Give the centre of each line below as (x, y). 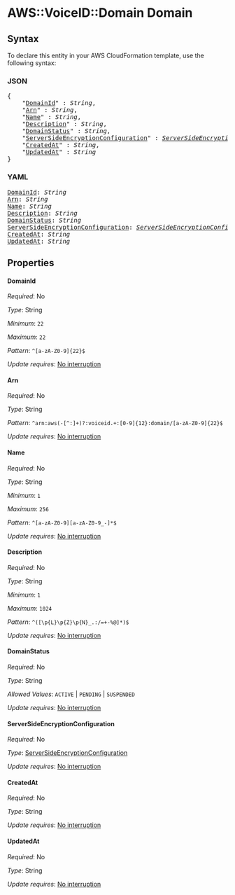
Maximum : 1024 (30, 608)
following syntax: (32, 63)
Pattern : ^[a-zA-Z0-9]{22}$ (47, 351)
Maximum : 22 (27, 337)
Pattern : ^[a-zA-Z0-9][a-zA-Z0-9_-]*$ (62, 522)
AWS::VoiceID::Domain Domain (100, 13)
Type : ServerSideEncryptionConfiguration (67, 753)
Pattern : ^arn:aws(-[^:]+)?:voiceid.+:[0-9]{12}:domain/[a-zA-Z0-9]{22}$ (115, 423)
